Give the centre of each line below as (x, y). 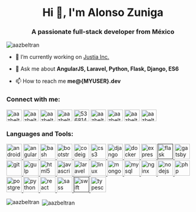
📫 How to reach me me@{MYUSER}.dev (68, 81)
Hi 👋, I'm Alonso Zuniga (103, 13)
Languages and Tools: (40, 133)
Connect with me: (33, 100)
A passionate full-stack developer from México (103, 32)
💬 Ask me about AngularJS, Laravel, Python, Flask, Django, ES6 (97, 69)
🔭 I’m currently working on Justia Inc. (62, 57)
